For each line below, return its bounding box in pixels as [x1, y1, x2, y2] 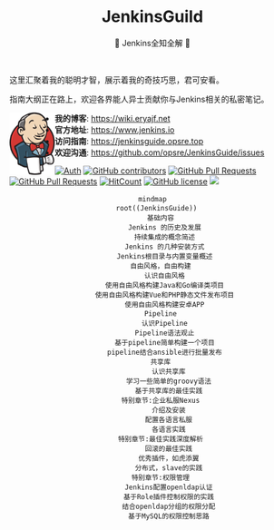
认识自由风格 [143, 270, 186, 280]
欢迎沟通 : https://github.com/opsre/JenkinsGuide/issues [54, 147, 265, 158]
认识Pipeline [141, 319, 188, 328]
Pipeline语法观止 [134, 329, 195, 338]
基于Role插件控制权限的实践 [122, 492, 215, 501]
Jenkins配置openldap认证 [124, 483, 213, 492]
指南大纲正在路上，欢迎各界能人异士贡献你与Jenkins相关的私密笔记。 [9, 93, 269, 104]
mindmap [137, 194, 168, 203]
